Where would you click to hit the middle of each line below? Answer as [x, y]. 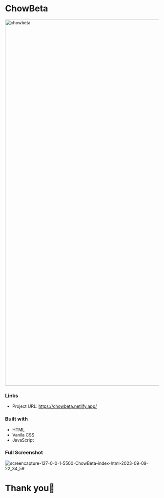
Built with [17, 419]
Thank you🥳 [30, 488]
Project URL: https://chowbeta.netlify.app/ [54, 406]
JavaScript [23, 440]
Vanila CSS [23, 435]
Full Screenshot [24, 453]
